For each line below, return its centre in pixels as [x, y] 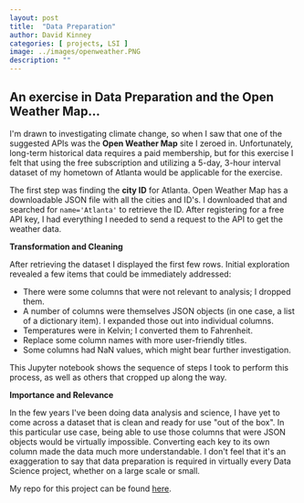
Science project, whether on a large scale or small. [105, 470]
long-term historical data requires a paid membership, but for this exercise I [152, 152]
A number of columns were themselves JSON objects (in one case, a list [158, 310]
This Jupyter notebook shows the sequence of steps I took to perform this [149, 367]
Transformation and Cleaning [66, 246]
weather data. [36, 228]
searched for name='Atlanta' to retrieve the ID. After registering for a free [147, 209]
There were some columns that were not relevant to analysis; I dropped [157, 291]
